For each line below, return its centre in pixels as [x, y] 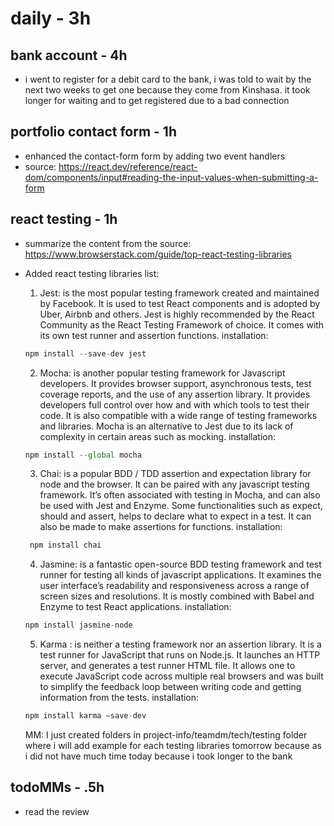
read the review [57, 811]
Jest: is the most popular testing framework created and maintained [179, 293]
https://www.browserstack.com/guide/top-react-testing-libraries [158, 254]
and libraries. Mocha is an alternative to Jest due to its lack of [166, 426]
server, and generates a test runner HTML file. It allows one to [167, 666]
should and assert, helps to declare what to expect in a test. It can [175, 516]
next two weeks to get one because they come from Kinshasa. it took [167, 90]
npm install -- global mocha [83, 455]
